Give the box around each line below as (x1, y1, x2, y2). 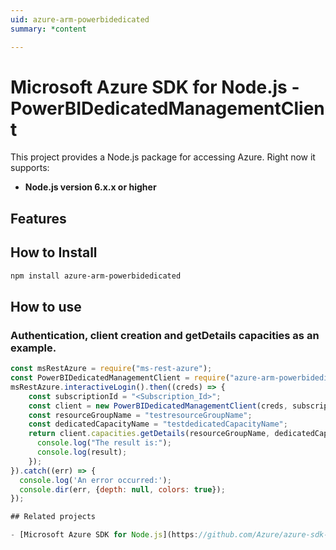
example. (10, 341, 57, 355)
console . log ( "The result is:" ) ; (36, 438, 172, 448)
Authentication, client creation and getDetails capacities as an (10, 328, 320, 342)
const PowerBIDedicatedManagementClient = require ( (10, 373, 230, 383)
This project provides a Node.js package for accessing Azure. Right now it (10, 151, 316, 163)
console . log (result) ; (36, 447, 128, 458)
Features (10, 210, 67, 227)
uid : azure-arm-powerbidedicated (10, 14, 150, 25)
